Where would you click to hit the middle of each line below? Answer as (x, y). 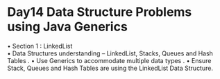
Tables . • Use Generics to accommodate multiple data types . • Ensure (109, 60)
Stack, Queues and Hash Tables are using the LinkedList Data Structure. (110, 68)
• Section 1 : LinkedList (40, 46)
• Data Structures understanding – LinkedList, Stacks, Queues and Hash (110, 53)
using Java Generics (68, 27)
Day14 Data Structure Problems (100, 12)
